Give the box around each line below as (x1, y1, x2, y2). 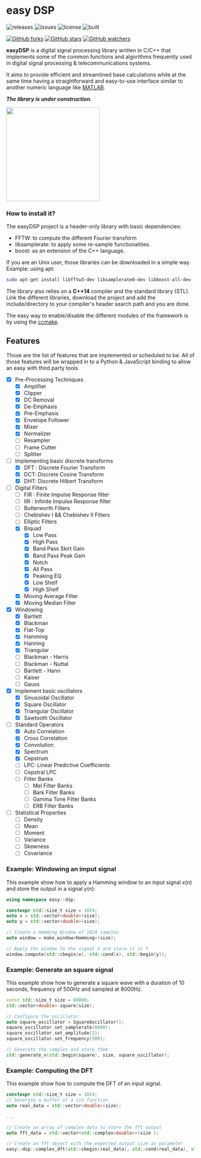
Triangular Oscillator (23, 707, 74, 714)
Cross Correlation (23, 735, 68, 742)
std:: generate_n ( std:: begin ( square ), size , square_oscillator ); (6, 1052, 170, 1058)
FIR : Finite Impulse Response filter (23, 491, 109, 498)
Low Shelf (32, 579, 58, 586)
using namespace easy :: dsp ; (6, 897, 77, 903)
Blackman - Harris (23, 653, 69, 661)
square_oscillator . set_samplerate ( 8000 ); (6, 1024, 111, 1031)
